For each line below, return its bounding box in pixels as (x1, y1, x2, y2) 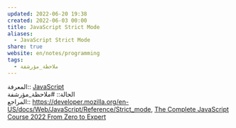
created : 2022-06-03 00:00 (7, 17, 87, 24)
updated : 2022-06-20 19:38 (7, 10, 87, 18)
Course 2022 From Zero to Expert (7, 112, 107, 121)
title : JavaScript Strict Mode (7, 23, 100, 30)
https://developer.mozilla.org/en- (31, 97, 129, 106)
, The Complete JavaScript (150, 105, 230, 113)
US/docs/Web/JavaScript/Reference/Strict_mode (7, 105, 151, 113)
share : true (7, 43, 43, 50)
